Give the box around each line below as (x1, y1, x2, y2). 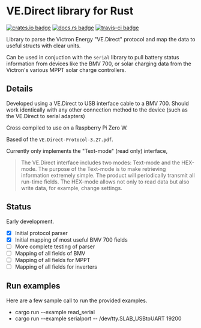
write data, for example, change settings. (20, 184, 123, 191)
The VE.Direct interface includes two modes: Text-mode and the (20, 159, 181, 166)
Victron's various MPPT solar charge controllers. (6, 66, 127, 73)
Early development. (6, 218, 54, 225)
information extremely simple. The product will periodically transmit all (20, 171, 195, 179)
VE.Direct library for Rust (6, 4, 134, 18)
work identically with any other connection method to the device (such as (6, 106, 188, 113)
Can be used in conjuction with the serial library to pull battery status (6, 53, 179, 61)
